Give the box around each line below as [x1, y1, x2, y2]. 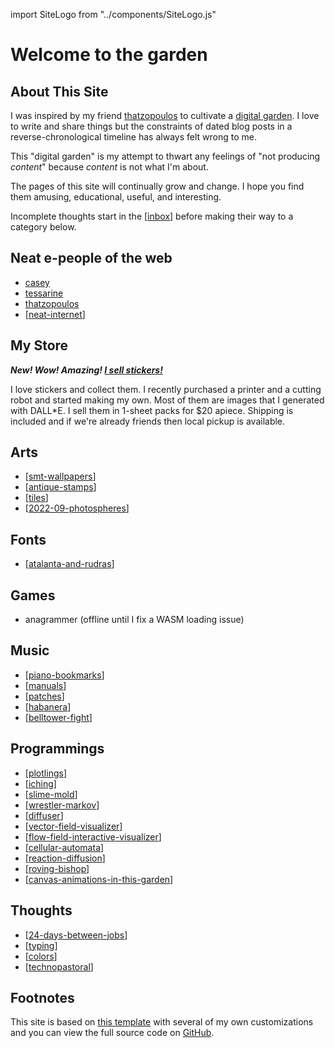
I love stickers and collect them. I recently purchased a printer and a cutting [10, 383, 322, 395]
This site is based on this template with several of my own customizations [10, 1016, 314, 1028]
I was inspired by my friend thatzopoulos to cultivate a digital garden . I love [10, 110, 320, 121]
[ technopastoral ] [24, 960, 94, 973]
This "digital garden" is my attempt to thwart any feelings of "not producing [10, 150, 321, 162]
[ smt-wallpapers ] [24, 470, 97, 483]
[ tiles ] [24, 492, 49, 504]
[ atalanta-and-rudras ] [24, 558, 115, 570]
